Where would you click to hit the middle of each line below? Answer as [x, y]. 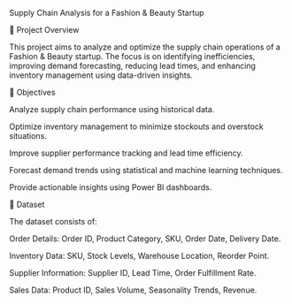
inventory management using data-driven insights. [101, 75]
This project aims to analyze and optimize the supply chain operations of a [145, 47]
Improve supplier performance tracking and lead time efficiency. [126, 153]
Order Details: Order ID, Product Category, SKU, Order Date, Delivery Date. [145, 239]
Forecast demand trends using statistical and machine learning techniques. [146, 170]
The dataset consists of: [53, 221]
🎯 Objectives [32, 92]
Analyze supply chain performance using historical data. [112, 109]
